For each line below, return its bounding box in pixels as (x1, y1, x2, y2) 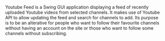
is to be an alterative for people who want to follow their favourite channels (5, 20, 159, 26)
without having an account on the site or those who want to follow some (5, 25, 154, 31)
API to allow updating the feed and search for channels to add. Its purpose (5, 15, 158, 20)
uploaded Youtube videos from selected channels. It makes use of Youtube (5, 9, 160, 15)
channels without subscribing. (5, 31, 67, 36)
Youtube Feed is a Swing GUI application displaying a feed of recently (5, 4, 149, 10)
